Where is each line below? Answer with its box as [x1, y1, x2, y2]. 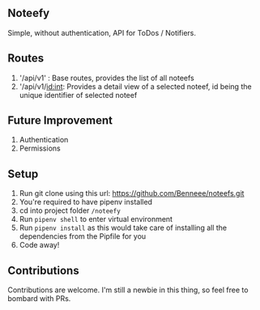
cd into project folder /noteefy [19, 206, 121, 215]
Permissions [19, 143, 62, 153]
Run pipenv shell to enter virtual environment [19, 214, 173, 224]
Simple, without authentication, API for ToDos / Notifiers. [7, 28, 196, 37]
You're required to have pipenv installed [19, 197, 153, 207]
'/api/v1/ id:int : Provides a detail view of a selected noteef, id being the [19, 81, 252, 91]
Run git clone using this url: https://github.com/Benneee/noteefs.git [19, 189, 245, 198]
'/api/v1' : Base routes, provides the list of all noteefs [19, 73, 195, 83]
